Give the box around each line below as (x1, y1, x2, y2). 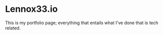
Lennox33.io (5, 3, 58, 15)
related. (5, 25, 21, 31)
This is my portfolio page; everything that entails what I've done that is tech (5, 20, 159, 26)
